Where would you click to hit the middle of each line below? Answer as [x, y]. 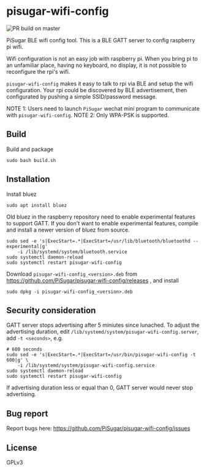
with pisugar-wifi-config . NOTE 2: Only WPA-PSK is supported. [88, 115]
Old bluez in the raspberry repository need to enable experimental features [101, 217]
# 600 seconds [25, 349]
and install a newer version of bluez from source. [68, 230]
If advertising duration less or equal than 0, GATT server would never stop [100, 387]
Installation [28, 179]
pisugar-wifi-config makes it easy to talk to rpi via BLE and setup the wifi [100, 84]
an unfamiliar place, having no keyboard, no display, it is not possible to [97, 65]
